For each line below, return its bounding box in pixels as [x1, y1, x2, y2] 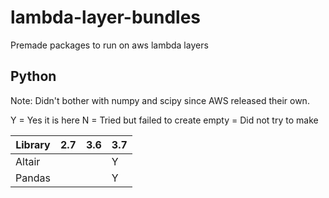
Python [10, 68, 57, 85]
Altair [15, 154, 41, 168]
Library [15, 137, 51, 151]
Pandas [15, 171, 51, 185]
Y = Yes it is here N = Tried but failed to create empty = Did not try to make [10, 114, 319, 126]
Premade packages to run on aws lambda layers [10, 39, 209, 51]
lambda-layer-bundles [10, 6, 202, 29]
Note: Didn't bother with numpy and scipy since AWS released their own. [10, 94, 310, 106]
